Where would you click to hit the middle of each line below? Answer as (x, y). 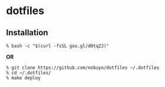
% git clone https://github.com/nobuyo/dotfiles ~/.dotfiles (83, 68)
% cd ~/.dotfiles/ (29, 73)
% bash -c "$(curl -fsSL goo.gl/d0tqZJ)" (58, 46)
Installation (27, 33)
